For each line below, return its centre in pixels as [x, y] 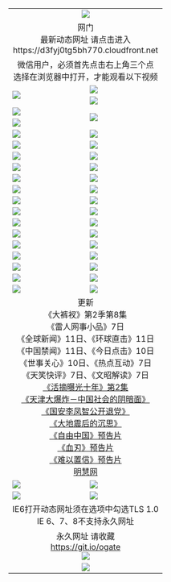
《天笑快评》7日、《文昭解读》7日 [86, 375]
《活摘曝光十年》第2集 [85, 387]
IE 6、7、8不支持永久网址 [85, 521]
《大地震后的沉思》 [85, 423]
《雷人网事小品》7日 [85, 326]
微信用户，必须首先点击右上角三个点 [85, 64]
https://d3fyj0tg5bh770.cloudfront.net [85, 50]
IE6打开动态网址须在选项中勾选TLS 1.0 [85, 509]
